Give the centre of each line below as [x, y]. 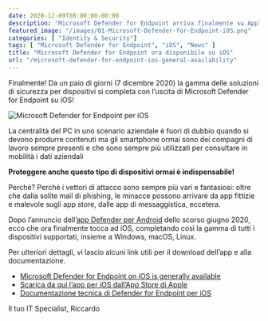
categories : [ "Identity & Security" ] [73, 38]
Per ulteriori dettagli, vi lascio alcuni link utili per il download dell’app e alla [130, 252]
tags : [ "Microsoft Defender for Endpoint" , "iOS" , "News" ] [112, 46]
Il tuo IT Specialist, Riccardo [54, 308]
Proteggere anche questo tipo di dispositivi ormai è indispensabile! [122, 172]
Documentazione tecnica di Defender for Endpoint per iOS [115, 293]
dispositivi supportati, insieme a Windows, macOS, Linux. [102, 236]
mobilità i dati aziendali [46, 156]
